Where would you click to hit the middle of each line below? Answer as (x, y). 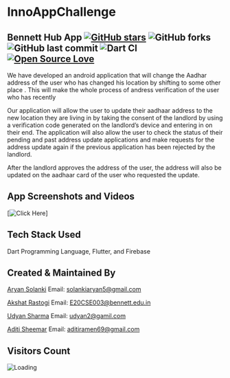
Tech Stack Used (44, 235)
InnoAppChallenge (62, 12)
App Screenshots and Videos (71, 197)
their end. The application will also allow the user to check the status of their (115, 132)
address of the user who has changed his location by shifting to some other (114, 82)
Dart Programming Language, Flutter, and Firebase (79, 251)
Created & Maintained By (61, 273)
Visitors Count (39, 351)
